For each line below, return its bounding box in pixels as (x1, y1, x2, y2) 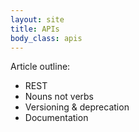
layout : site (10, 14, 65, 25)
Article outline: (10, 61, 71, 73)
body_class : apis (10, 33, 83, 43)
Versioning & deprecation (24, 101, 130, 113)
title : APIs (10, 24, 60, 34)
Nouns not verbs (24, 91, 95, 103)
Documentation (24, 112, 89, 124)
